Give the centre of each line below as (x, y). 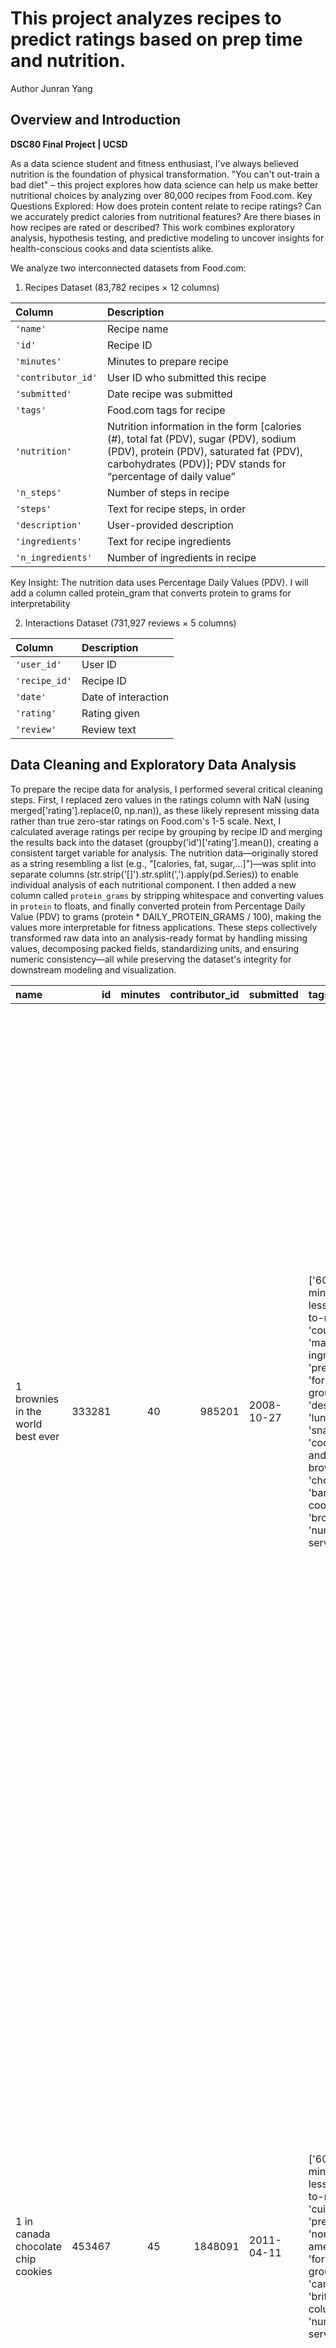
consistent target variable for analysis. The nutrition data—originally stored (164, 853)
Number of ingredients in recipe (181, 557)
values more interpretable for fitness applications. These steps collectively (164, 927)
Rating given (111, 713)
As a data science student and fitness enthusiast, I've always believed (154, 163)
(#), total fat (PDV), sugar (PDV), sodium (201, 439)
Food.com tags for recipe (166, 410)
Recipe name (137, 329)
